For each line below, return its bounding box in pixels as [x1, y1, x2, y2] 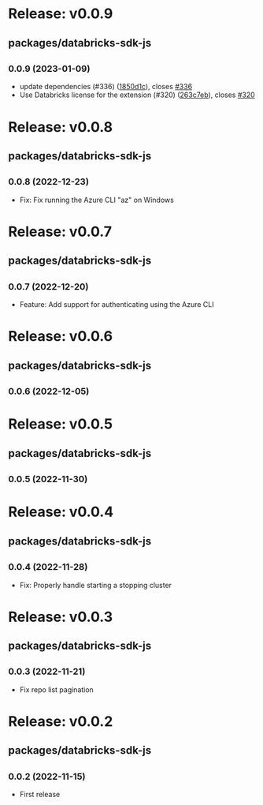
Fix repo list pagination [19, 684, 94, 695]
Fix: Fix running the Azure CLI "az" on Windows [19, 195, 175, 204]
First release [19, 790, 61, 799]
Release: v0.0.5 [8, 415, 113, 433]
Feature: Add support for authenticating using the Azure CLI [19, 300, 214, 309]
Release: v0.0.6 [8, 328, 113, 346]
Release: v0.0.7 [8, 223, 113, 241]
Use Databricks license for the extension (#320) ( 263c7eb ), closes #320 [19, 90, 256, 99]
